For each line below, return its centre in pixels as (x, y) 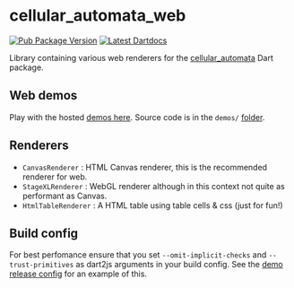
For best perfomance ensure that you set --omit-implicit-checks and (138, 255)
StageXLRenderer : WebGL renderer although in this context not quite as (153, 186)
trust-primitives (42, 266)
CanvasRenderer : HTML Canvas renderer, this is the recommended (144, 167)
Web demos (43, 96)
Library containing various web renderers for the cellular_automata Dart (141, 57)
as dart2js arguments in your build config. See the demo (180, 265)
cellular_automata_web (98, 16)
